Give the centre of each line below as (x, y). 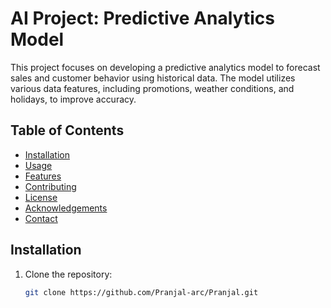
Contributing (50, 186)
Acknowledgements (66, 208)
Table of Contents (67, 130)
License (41, 197)
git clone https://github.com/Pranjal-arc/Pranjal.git (141, 292)
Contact (41, 218)
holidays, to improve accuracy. (73, 99)
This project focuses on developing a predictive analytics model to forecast (165, 67)
